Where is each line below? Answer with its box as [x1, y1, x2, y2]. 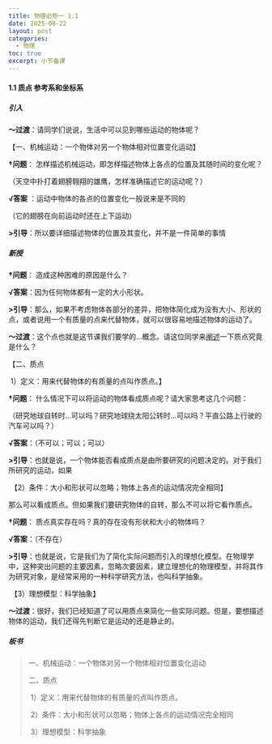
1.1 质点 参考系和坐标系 [8, 83, 84, 93]
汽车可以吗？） [8, 421, 58, 431]
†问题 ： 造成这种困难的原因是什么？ [8, 270, 129, 280]
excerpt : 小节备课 [8, 57, 66, 66]
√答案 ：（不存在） [8, 534, 67, 544]
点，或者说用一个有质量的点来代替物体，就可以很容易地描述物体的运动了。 [8, 315, 257, 325]
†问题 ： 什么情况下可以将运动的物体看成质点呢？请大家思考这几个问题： [8, 393, 249, 403]
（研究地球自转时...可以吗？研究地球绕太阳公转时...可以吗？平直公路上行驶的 [8, 410, 262, 421]
